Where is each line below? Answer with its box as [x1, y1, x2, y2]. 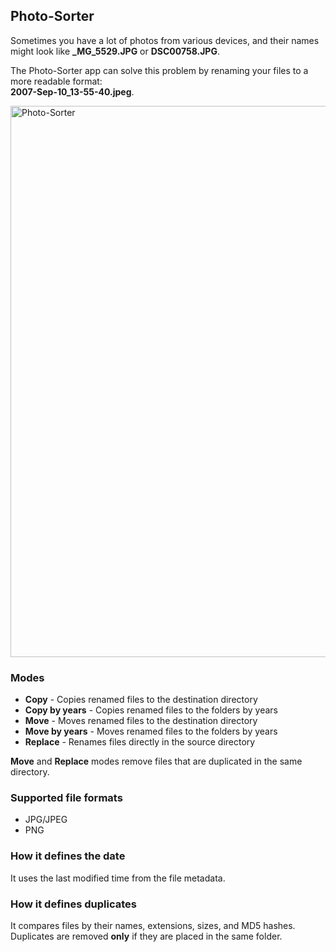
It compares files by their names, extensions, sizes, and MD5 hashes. [10, 920, 296, 931]
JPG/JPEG [24, 814, 68, 826]
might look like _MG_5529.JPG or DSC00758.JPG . [10, 45, 220, 57]
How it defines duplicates [10, 897, 137, 911]
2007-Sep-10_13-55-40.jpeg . [10, 85, 135, 98]
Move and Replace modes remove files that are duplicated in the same [10, 755, 303, 768]
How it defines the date [10, 849, 126, 863]
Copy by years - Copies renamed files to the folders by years [24, 704, 278, 716]
